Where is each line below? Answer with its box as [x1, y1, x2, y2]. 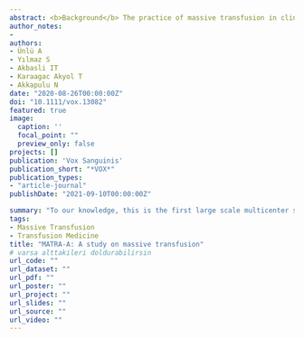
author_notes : [9, 22, 63, 31]
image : [9, 114, 34, 123]
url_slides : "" [9, 298, 67, 307]
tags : [9, 214, 30, 223]
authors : [9, 38, 43, 48]
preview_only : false [17, 139, 95, 148]
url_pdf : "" [9, 273, 54, 283]
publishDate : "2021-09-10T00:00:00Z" [9, 190, 152, 199]
